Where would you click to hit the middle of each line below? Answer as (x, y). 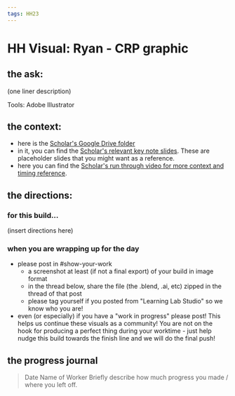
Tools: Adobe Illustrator (41, 104)
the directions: (40, 195)
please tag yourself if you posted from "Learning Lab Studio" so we (125, 301)
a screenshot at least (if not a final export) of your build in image (121, 271)
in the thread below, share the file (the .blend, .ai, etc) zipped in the (125, 286)
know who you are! (55, 308)
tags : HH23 (23, 14)
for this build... (33, 215)
